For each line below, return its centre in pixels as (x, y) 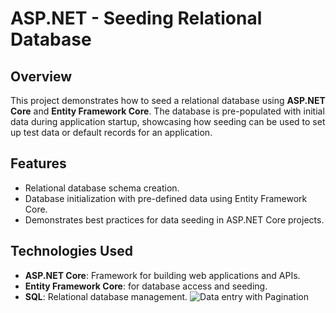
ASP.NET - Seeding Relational (136, 18)
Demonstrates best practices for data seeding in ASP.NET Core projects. (174, 219)
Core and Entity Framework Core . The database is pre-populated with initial (167, 111)
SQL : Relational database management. (106, 296)
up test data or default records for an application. (111, 132)
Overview (41, 76)
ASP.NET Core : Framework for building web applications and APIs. (162, 275)
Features (38, 163)
